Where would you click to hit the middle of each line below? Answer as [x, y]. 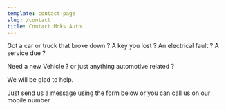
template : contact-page [41, 13]
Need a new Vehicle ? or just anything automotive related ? [91, 67]
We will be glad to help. [40, 80]
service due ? [27, 53]
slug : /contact [29, 20]
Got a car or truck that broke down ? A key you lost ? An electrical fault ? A [113, 46]
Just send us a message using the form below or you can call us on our [109, 93]
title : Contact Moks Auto [44, 26]
